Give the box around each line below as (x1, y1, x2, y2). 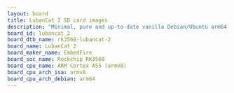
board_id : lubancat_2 (7, 29, 71, 37)
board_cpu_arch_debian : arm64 (7, 75, 96, 83)
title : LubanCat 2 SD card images (7, 17, 109, 24)
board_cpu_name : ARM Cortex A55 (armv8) (7, 62, 128, 69)
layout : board (7, 10, 49, 17)
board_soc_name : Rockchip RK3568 (7, 56, 105, 63)
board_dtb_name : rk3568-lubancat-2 (7, 36, 111, 43)
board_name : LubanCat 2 (7, 43, 77, 50)
